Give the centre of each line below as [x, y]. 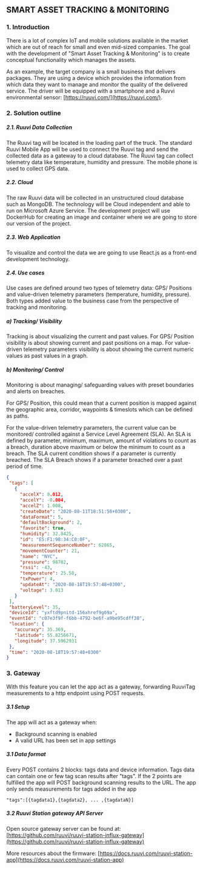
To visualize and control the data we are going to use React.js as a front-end [101, 252]
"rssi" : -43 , [36, 568]
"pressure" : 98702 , [44, 562]
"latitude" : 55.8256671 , [46, 635]
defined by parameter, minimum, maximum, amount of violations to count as [101, 441]
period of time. [25, 467]
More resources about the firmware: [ [53, 853]
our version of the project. [39, 223]
